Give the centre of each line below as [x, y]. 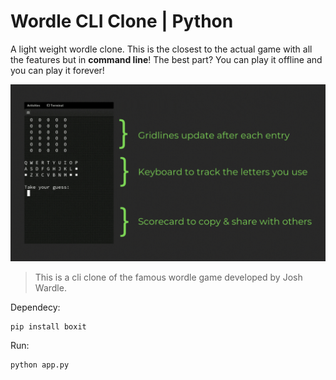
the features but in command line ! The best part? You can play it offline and [166, 59]
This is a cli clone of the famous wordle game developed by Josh [168, 277]
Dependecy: [35, 307]
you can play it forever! [57, 70]
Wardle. [50, 288]
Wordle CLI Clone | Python [122, 21]
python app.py [40, 365]
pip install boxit [48, 327]
